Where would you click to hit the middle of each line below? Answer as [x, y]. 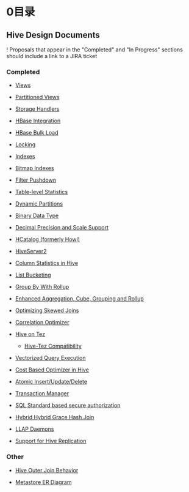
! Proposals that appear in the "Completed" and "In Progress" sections [94, 50]
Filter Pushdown [36, 180]
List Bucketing [33, 275]
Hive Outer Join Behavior [47, 470]
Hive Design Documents [53, 35]
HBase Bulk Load [37, 133]
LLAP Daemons [34, 429]
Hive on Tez [30, 334]
